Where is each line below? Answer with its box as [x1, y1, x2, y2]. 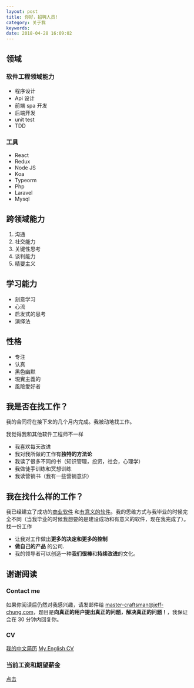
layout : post [6, 8, 38, 15]
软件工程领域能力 [6, 73, 55, 81]
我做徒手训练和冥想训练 [14, 465, 72, 472]
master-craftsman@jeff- [105, 601, 164, 608]
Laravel [14, 189, 33, 196]
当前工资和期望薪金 [6, 661, 61, 669]
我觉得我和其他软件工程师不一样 [6, 430, 83, 438]
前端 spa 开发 [14, 102, 48, 109]
